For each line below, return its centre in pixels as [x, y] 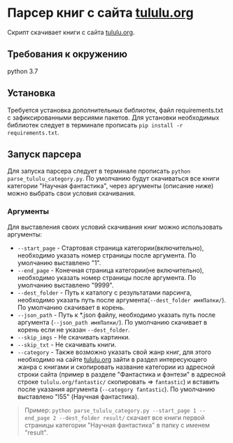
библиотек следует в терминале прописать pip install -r [95, 125]
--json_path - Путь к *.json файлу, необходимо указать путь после [116, 315]
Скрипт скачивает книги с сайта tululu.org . [71, 32]
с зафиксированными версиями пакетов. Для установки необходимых [113, 118]
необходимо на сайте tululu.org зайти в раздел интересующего [112, 359]
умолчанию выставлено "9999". [65, 285]
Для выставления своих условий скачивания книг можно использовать [115, 227]
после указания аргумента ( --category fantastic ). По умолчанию [116, 389]
